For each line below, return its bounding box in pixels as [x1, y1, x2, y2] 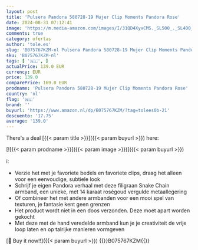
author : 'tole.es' [6, 42, 51, 48]
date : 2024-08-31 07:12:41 [6, 19, 72, 25]
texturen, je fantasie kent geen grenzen [14, 201, 110, 208]
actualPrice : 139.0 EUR [6, 63, 65, 70]
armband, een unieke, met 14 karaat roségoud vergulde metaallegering [14, 188, 187, 195]
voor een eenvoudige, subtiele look [14, 176, 100, 183]
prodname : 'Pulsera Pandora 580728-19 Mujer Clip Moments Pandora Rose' [6, 85, 189, 91]
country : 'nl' [6, 91, 41, 97]
